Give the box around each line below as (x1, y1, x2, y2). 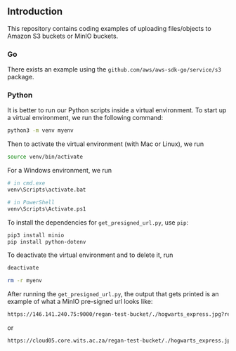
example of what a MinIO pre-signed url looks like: (7, 298, 153, 306)
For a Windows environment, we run (7, 166, 112, 175)
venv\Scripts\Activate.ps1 (7, 205, 86, 213)
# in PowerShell (7, 199, 55, 206)
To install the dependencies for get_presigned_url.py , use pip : (7, 218, 188, 227)
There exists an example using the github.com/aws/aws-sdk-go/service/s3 (7, 65, 221, 74)
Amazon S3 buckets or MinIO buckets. (7, 32, 119, 40)
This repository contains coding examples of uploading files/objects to (7, 24, 212, 32)
